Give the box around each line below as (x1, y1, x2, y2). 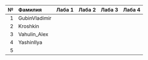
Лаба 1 (56, 6, 74, 13)
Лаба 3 (100, 6, 118, 13)
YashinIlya (18, 39, 43, 46)
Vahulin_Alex (18, 31, 49, 38)
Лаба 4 (122, 6, 140, 13)
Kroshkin (18, 23, 39, 29)
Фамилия (18, 6, 42, 13)
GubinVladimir (18, 15, 52, 21)
